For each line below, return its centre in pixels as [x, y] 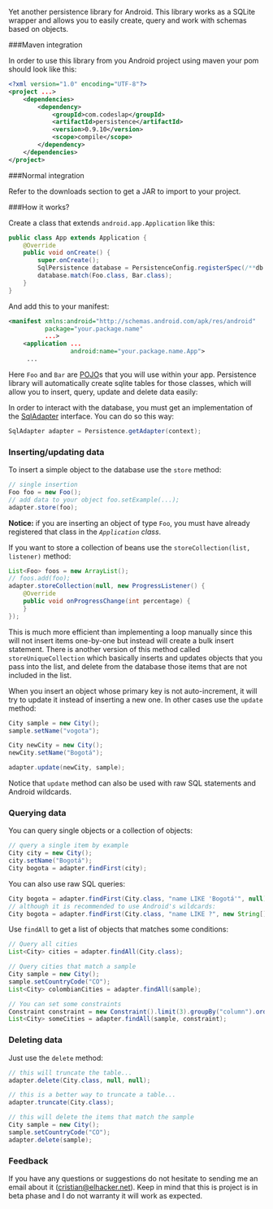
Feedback [28, 1161]
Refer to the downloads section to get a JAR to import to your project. [125, 191]
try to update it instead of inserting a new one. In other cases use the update [136, 699]
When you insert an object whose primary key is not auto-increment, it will [133, 690]
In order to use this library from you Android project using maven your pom [134, 61]
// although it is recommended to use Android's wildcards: [113, 906]
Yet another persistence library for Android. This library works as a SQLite [132, 12]
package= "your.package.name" [94, 329]
